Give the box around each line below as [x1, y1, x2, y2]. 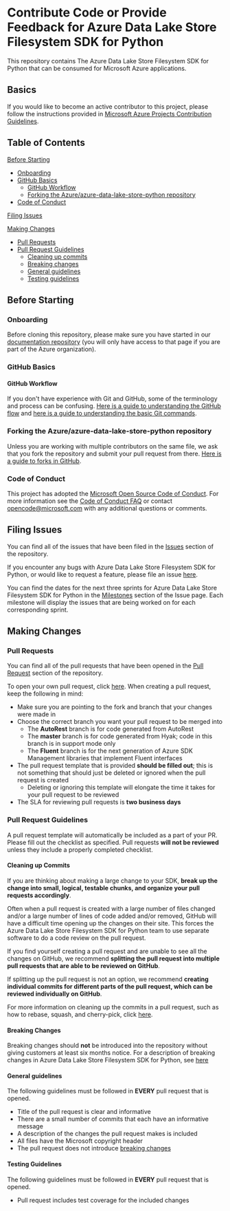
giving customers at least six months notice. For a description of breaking [7, 1049, 216, 1057]
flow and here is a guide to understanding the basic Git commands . [7, 409, 197, 418]
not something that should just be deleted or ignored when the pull [16, 769, 206, 777]
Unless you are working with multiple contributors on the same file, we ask [7, 442, 218, 450]
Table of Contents [7, 137, 86, 149]
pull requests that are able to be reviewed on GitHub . [7, 961, 160, 969]
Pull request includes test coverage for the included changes [16, 1196, 189, 1204]
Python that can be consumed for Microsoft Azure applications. [7, 64, 187, 72]
